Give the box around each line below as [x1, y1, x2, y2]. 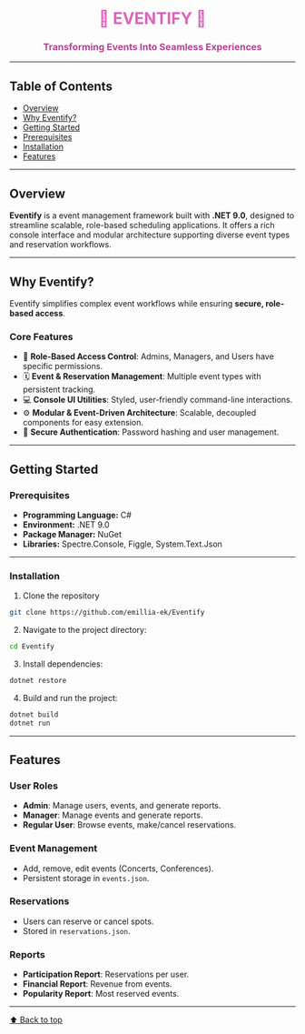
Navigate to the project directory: [22, 625, 147, 636]
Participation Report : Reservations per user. [22, 969, 190, 980]
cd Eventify [9, 642, 54, 651]
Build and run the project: [22, 692, 118, 703]
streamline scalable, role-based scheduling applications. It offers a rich [9, 220, 275, 231]
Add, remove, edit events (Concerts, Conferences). [22, 863, 214, 874]
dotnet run [9, 718, 51, 728]
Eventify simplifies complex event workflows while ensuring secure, [9, 297, 264, 308]
